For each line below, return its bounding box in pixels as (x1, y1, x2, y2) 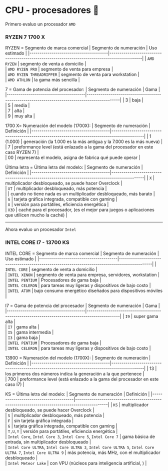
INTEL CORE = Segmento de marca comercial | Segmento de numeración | (5, 250, 159, 256)
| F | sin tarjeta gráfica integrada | (5, 417, 74, 423)
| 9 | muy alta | (5, 113, 35, 119)
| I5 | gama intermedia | (5, 329, 54, 335)
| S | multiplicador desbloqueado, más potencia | (5, 412, 105, 418)
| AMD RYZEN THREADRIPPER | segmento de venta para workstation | (5, 71, 139, 77)
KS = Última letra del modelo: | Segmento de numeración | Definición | (5, 391, 150, 397)
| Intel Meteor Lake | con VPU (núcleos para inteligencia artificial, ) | (5, 460, 147, 466)
